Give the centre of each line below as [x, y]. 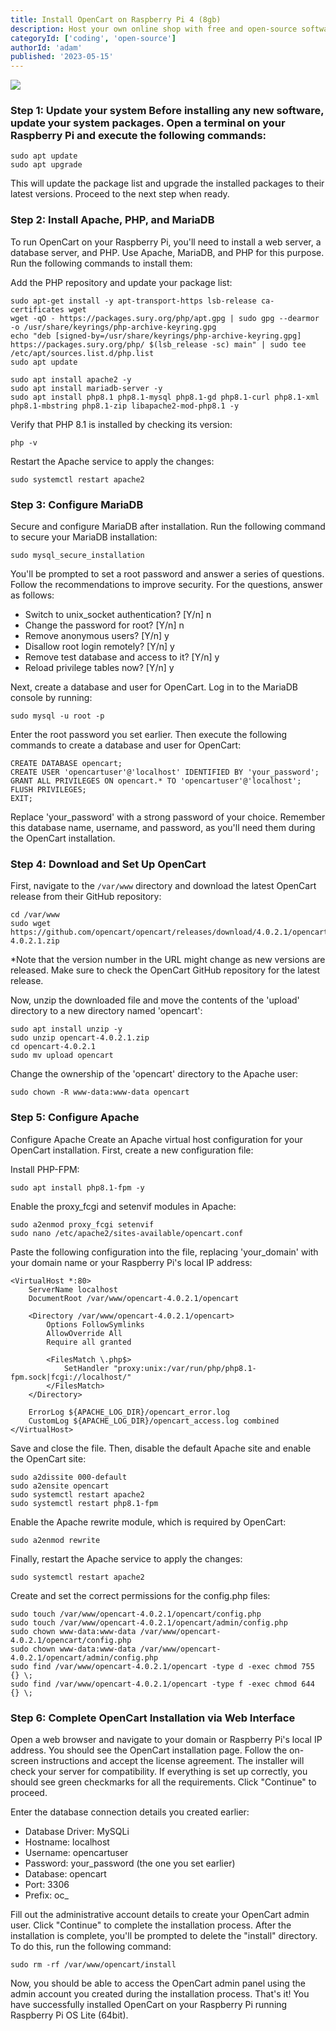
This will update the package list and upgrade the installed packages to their [167, 183]
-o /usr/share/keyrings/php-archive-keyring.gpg [113, 327]
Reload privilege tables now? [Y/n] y [99, 668]
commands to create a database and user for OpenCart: [126, 745]
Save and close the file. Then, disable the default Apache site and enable [161, 1448]
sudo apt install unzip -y [66, 1029]
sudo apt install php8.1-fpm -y [77, 1187]
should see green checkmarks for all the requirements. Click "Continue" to [163, 1782]
